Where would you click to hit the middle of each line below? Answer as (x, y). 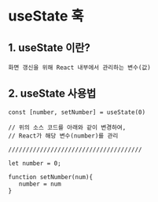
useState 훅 (46, 16)
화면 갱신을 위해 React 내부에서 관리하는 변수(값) (79, 68)
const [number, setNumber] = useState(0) (77, 112)
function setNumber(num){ (50, 177)
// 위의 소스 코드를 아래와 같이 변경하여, (67, 127)
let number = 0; (35, 163)
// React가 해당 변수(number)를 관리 (63, 136)
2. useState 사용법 (52, 94)
